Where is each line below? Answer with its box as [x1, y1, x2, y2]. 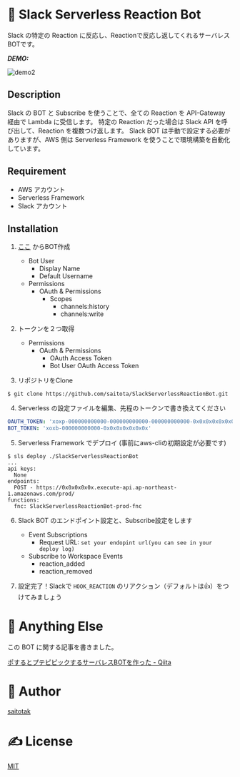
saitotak [7, 707, 31, 716]
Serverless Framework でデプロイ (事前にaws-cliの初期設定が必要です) [17, 439, 226, 447]
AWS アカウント [17, 185, 66, 193]
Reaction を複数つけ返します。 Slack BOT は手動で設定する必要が [38, 126, 231, 135]
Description [7, 88, 61, 101]
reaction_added [39, 559, 86, 568]
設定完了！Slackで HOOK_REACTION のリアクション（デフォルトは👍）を [17, 582, 223, 591]
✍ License [7, 733, 74, 750]
